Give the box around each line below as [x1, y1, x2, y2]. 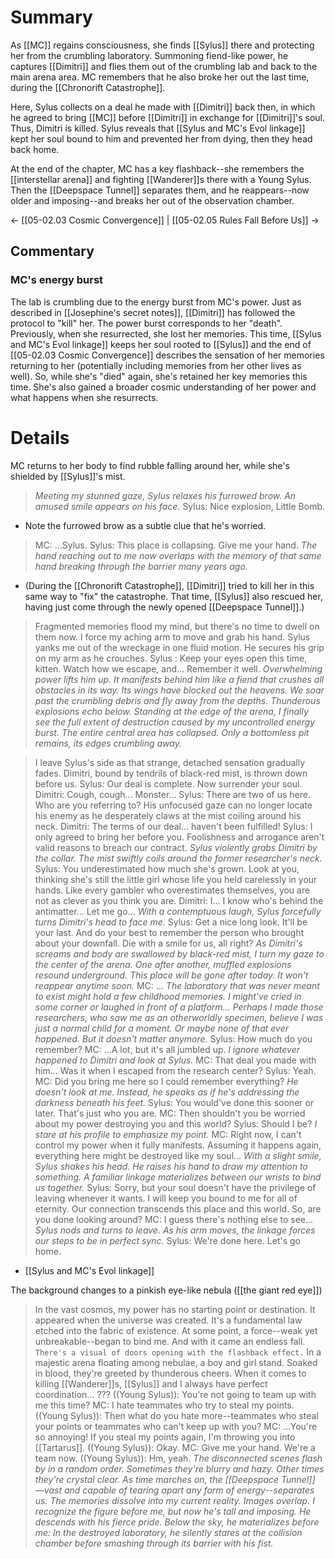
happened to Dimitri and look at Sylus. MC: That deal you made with [34, 1054, 317, 1066]
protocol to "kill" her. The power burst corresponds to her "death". [10, 317, 283, 329]
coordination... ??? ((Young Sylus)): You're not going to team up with [34, 1388, 317, 1400]
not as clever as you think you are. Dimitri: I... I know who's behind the [34, 894, 324, 906]
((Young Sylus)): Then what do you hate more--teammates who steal [34, 1409, 319, 1421]
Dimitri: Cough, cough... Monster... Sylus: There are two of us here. [34, 788, 312, 800]
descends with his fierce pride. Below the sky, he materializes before [34, 1516, 320, 1528]
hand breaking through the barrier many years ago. [34, 560, 248, 572]
